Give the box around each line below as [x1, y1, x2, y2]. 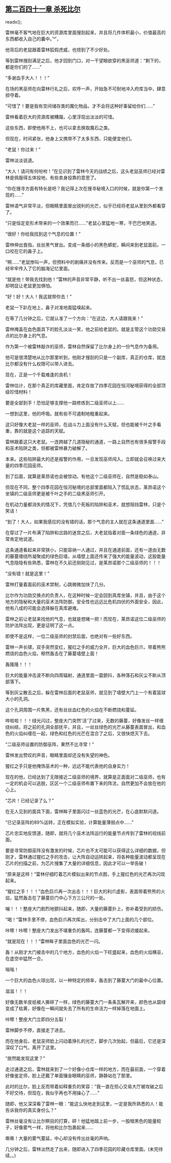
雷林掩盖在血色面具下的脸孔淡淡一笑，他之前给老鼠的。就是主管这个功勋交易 [5, 326, 166, 332]
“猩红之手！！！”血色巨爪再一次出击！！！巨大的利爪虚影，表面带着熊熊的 [5, 888, 161, 894]
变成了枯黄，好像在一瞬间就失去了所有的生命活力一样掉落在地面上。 [5, 1005, 148, 1012]
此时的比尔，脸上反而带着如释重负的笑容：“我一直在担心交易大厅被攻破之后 [5, 1083, 164, 1089]
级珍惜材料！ [5, 388, 32, 395]
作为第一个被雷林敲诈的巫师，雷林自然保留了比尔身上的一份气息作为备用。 [5, 343, 161, 349]
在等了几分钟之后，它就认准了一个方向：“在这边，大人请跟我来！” [5, 315, 144, 321]
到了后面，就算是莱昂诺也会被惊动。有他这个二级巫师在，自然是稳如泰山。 [5, 473, 161, 479]
